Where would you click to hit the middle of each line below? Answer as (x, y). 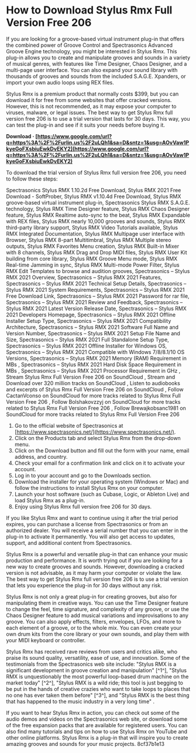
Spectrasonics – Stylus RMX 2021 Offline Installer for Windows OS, (87, 346)
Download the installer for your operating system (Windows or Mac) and (102, 482)
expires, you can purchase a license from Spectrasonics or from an (87, 524)
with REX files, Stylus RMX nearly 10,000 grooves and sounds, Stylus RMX (96, 221)
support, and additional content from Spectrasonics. (69, 543)
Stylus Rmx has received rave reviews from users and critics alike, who (92, 652)
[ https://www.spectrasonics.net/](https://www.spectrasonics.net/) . (95, 432)
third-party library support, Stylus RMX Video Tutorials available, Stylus (92, 227)
